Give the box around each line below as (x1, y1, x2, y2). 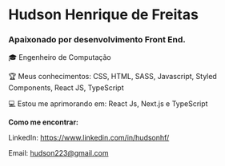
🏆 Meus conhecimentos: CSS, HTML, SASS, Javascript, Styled (8, 72, 218, 81)
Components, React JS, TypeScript (8, 83, 124, 93)
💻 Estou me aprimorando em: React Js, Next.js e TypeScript (8, 99, 208, 109)
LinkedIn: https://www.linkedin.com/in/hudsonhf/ (8, 133, 170, 143)
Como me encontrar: (8, 117, 78, 127)
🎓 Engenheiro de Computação (8, 53, 111, 62)
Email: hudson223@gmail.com (8, 148, 109, 158)
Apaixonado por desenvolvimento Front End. (8, 34, 186, 45)
